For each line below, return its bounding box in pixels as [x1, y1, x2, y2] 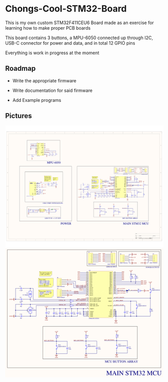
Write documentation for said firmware [12, 87, 93, 93]
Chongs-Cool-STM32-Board [5, 3, 127, 15]
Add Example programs [12, 97, 62, 103]
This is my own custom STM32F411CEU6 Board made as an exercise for [5, 20, 154, 26]
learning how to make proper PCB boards [5, 25, 91, 31]
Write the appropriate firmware [12, 77, 77, 83]
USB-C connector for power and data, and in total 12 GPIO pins [5, 40, 135, 46]
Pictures [5, 111, 32, 120]
